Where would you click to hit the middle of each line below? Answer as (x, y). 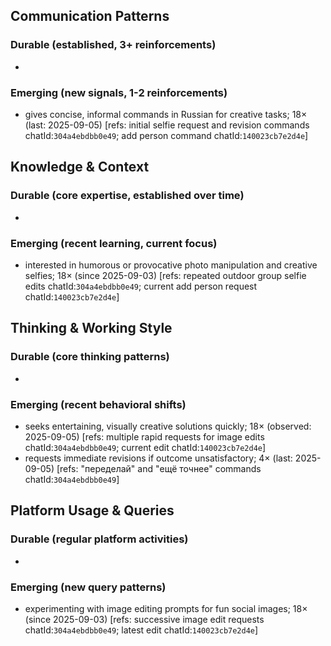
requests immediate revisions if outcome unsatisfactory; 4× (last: (158, 458)
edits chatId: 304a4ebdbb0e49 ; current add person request (141, 286)
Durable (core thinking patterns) (90, 357)
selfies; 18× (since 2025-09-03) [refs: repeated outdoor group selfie (165, 275)
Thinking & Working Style (91, 328)
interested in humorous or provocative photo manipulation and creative (171, 265)
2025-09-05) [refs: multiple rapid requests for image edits (144, 436)
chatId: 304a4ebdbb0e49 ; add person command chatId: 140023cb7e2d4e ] (166, 135)
